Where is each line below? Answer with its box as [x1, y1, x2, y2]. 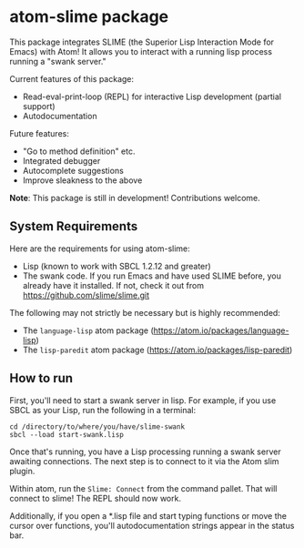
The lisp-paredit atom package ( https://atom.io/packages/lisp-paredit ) [22, 344, 293, 355]
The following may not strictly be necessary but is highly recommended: [9, 307, 280, 318]
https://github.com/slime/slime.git [22, 289, 150, 300]
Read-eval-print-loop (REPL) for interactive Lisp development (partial [22, 91, 282, 102]
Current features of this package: [9, 73, 135, 84]
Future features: [9, 127, 70, 138]
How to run [9, 370, 74, 386]
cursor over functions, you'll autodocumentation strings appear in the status [9, 520, 295, 531]
